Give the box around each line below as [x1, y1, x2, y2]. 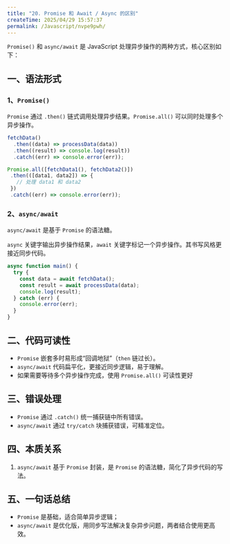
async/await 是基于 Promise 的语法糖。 [7, 226, 116, 234]
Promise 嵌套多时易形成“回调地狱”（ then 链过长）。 [16, 354, 159, 362]
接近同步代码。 [7, 249, 49, 257]
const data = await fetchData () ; [19, 275, 115, 282]
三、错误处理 [7, 393, 62, 405]
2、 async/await [7, 209, 58, 218]
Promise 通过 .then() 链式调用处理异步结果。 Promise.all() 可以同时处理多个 [7, 113, 224, 121]
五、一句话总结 [7, 493, 71, 505]
